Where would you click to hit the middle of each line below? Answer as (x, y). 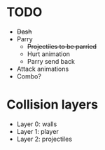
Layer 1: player (37, 131)
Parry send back (51, 61)
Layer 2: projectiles (44, 139)
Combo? (29, 76)
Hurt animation (49, 54)
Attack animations (43, 69)
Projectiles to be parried (62, 46)
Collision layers (52, 105)
